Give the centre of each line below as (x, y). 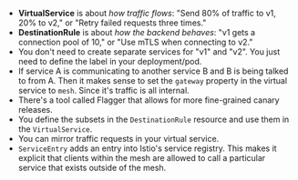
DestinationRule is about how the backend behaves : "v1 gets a (137, 32)
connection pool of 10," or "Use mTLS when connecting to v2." (135, 42)
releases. (35, 110)
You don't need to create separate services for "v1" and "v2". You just (149, 52)
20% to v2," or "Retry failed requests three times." (112, 23)
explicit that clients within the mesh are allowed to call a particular (142, 158)
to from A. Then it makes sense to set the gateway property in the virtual (153, 80)
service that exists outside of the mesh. (92, 168)
